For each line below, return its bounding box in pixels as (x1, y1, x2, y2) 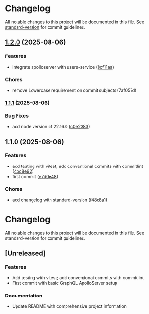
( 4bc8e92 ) (12, 168, 34, 174)
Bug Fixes (5, 112, 29, 119)
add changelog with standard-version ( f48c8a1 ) (12, 197, 108, 203)
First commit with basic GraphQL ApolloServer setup (12, 280, 117, 286)
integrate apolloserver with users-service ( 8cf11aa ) (12, 64, 114, 70)
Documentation (5, 292, 43, 299)
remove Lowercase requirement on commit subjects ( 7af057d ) (12, 87, 137, 93)
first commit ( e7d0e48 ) (12, 173, 59, 179)
